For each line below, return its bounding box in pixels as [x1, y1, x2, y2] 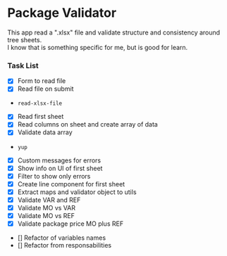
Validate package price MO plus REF [17, 219, 124, 228]
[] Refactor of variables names [17, 233, 106, 242]
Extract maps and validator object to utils [17, 188, 137, 196]
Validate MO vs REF [17, 211, 75, 219]
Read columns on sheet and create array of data [17, 120, 159, 129]
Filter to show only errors [17, 172, 91, 180]
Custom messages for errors [17, 156, 101, 165]
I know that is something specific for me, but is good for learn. [7, 43, 188, 51]
